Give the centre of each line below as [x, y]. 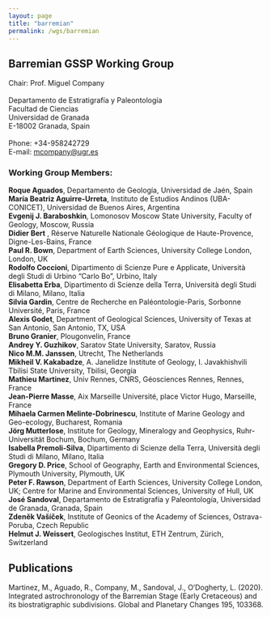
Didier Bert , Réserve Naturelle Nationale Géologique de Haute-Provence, [131, 233]
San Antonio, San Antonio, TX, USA [67, 328]
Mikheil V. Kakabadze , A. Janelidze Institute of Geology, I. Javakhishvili [128, 362]
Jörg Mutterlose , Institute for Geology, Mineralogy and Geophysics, [121, 431]
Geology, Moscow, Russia [51, 225]
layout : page [30, 16]
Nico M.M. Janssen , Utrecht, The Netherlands [86, 353]
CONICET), [27, 208]
